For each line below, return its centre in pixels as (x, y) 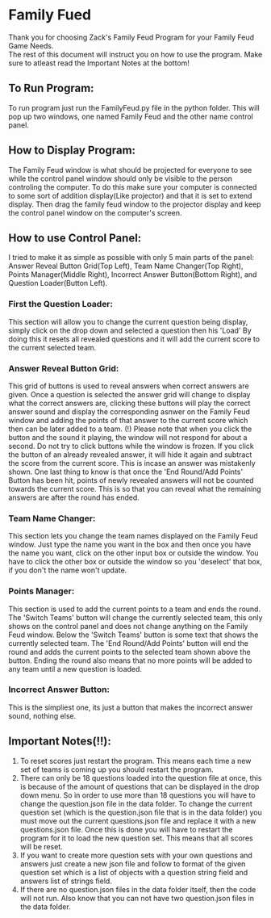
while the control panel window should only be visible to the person (120, 178)
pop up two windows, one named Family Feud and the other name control (131, 116)
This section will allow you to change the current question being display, (128, 321)
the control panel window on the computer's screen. (96, 212)
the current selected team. (52, 347)
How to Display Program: (72, 151)
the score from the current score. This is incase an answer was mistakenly (132, 463)
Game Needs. (31, 45)
